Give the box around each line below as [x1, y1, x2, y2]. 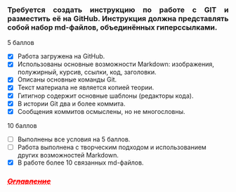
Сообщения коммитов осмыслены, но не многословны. [17, 107, 185, 115]
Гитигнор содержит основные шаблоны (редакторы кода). [17, 91, 194, 100]
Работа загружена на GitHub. [17, 52, 105, 60]
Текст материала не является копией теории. [17, 83, 155, 92]
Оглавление [7, 176, 51, 186]
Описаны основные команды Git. [17, 75, 117, 84]
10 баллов [7, 121, 37, 129]
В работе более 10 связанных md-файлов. [17, 158, 144, 167]
